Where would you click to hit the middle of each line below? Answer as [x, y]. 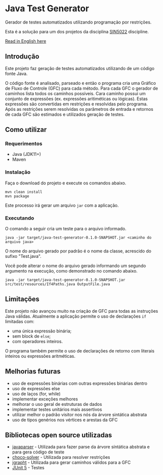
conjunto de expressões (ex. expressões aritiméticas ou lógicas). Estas [76, 99]
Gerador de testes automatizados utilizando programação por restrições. [78, 22]
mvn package [17, 196]
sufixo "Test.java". [23, 256]
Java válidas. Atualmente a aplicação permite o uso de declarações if [76, 316]
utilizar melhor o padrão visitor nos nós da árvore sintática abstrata [80, 414]
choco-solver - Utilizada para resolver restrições [61, 457]
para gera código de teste [38, 452]
